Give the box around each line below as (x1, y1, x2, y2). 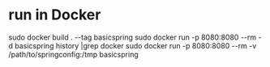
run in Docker (8, 6, 101, 24)
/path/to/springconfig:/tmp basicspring (8, 49, 139, 59)
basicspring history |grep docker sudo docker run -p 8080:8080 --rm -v (15, 40, 257, 50)
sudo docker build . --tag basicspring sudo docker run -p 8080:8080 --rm (8, 32, 257, 42)
